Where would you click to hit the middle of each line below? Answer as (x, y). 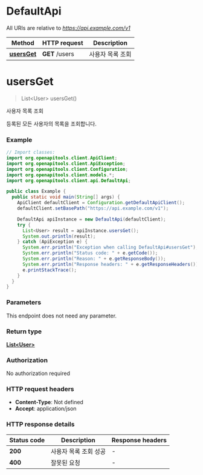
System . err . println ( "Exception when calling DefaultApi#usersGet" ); (110, 247)
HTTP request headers (40, 389)
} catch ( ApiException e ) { (52, 242)
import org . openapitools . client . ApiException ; (66, 164)
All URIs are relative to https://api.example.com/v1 (69, 28)
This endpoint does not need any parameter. (61, 316)
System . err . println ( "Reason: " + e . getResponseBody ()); (94, 259)
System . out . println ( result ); (59, 236)
